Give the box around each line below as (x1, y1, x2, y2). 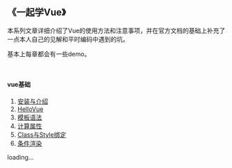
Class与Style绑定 (17, 131, 67, 139)
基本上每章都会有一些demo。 (7, 49, 91, 58)
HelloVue (17, 105, 44, 113)
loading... (7, 153, 34, 162)
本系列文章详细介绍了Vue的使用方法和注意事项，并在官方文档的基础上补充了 (7, 26, 226, 35)
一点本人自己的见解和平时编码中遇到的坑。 (7, 35, 129, 43)
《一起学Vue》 (7, 6, 66, 19)
